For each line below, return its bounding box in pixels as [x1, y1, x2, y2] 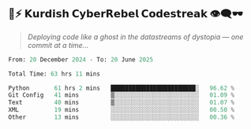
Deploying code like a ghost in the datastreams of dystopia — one [27, 31, 244, 42]
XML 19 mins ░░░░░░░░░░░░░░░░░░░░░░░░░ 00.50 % [8, 106, 235, 114]
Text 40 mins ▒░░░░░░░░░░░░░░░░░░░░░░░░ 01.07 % [8, 98, 235, 107]
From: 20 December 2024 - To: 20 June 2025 [8, 55, 154, 64]
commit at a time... [27, 40, 89, 50]
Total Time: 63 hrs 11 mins [8, 70, 101, 78]
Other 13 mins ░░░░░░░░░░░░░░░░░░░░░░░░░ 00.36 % [8, 113, 235, 121]
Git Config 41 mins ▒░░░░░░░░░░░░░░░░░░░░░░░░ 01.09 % [8, 91, 235, 99]
